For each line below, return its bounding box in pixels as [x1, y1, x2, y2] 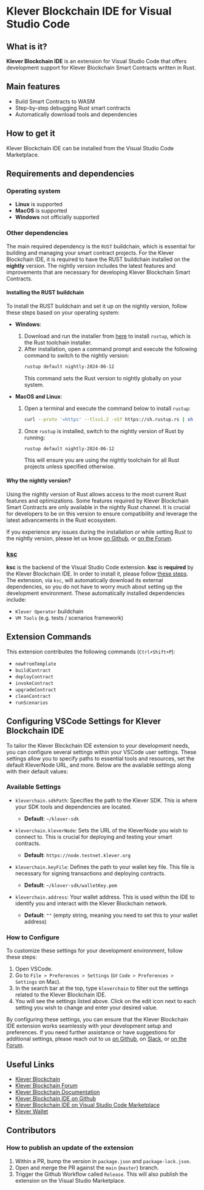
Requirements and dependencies [6, 169, 135, 179]
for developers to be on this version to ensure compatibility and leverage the [6, 510, 197, 517]
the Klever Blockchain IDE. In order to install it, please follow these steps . [6, 570, 188, 577]
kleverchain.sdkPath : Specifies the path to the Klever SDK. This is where [15, 796, 197, 804]
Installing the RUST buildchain [6, 289, 84, 296]
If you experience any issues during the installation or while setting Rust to [6, 528, 192, 535]
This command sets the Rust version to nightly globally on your [24, 374, 182, 381]
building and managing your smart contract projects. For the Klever [6, 249, 174, 256]
